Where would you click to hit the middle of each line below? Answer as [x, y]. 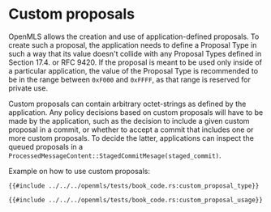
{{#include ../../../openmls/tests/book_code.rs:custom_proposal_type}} [134, 186]
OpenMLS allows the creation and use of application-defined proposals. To [134, 36]
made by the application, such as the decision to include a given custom [129, 121]
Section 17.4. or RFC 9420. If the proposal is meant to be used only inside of [135, 62]
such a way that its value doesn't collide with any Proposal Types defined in [135, 53]
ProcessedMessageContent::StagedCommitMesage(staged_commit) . [115, 155]
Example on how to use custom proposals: [79, 171]
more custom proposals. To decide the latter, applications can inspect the [131, 138]
